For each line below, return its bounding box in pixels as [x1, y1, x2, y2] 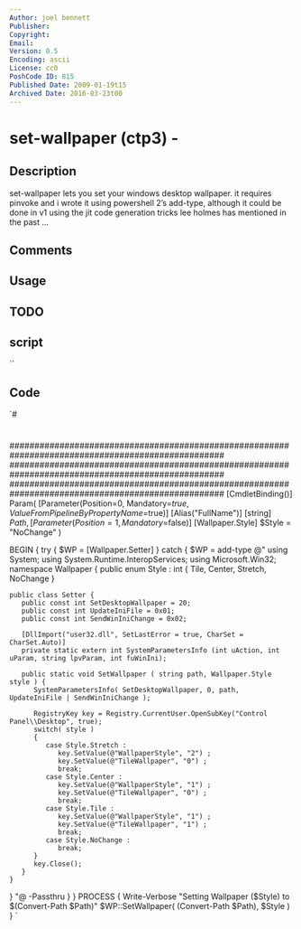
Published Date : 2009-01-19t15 [9, 80, 127, 89]
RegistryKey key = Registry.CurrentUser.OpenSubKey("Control [32, 709, 269, 718]
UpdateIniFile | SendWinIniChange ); [9, 693, 151, 703]
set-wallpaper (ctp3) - [9, 127, 179, 148]
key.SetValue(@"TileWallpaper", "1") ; [57, 820, 207, 830]
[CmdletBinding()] [226, 489, 293, 500]
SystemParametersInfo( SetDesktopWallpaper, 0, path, [32, 686, 241, 695]
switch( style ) [32, 725, 95, 735]
